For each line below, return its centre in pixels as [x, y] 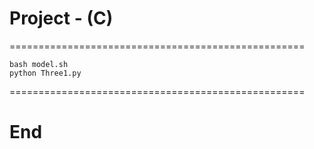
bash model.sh [39, 64]
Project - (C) [61, 18]
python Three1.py [45, 73]
